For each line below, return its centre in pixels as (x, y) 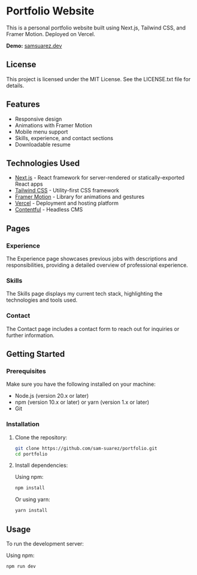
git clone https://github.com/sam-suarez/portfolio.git (86, 448)
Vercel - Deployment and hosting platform (66, 203)
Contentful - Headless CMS (49, 210)
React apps (29, 184)
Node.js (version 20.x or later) (52, 396)
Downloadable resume (43, 144)
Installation (23, 424)
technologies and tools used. (42, 300)
